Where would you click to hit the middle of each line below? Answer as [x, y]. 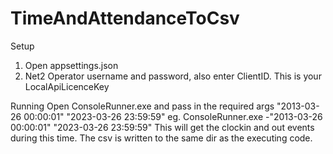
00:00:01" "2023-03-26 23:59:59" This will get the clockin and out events [162, 127]
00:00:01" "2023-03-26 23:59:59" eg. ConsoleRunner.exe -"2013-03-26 [173, 116]
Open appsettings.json [71, 65]
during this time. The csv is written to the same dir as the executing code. [161, 138]
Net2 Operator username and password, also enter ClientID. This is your [173, 76]
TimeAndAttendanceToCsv [125, 18]
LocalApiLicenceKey [67, 86]
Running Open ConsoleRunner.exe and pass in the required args [142, 106]
